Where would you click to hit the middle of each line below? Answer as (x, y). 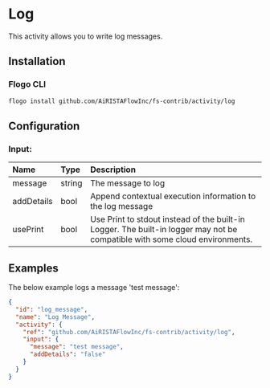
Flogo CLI (27, 84)
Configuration (44, 126)
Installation (37, 61)
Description (113, 169)
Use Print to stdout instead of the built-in (167, 219)
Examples (33, 268)
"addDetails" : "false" (67, 354)
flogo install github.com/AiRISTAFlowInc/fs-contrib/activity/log (122, 101)
